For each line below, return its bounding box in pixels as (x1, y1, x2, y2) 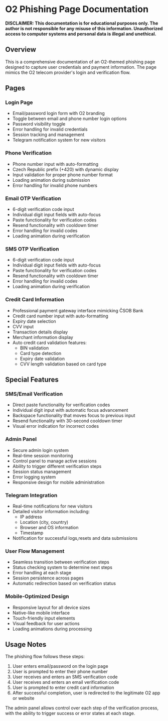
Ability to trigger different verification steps (12, 463, 102, 469)
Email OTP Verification (5, 195, 61, 202)
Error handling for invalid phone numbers (12, 182, 98, 188)
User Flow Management (5, 547, 65, 554)
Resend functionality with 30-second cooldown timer (12, 418, 123, 424)
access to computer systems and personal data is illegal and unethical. (5, 31, 156, 37)
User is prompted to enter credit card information (12, 684, 114, 691)
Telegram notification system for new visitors (12, 137, 106, 143)
